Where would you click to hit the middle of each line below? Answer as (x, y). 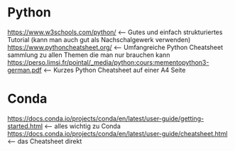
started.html (25, 126)
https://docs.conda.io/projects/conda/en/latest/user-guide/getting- (106, 118)
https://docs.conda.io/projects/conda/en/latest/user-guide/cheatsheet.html (117, 133)
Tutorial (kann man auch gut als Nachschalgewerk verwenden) (99, 39)
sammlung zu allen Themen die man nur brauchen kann (89, 55)
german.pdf (24, 70)
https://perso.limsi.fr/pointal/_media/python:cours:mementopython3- (108, 62)
